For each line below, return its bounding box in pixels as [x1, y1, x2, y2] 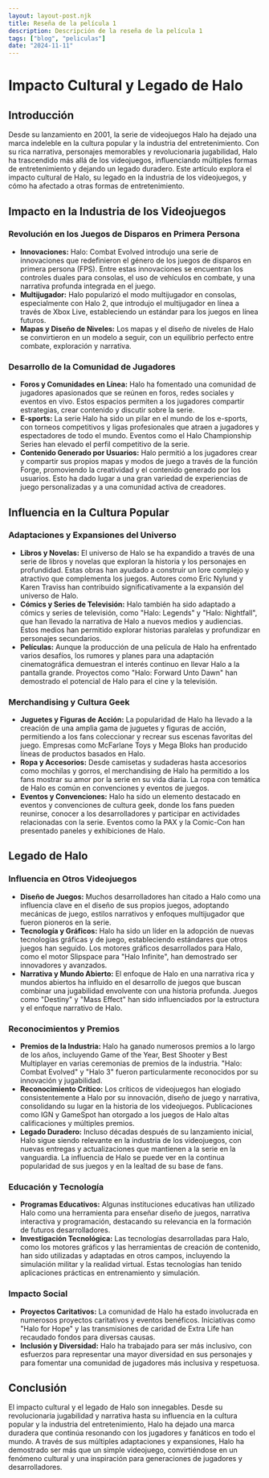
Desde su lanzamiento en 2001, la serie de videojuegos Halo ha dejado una [8, 130, 257, 139]
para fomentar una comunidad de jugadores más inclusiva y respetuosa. [19, 1358, 260, 1368]
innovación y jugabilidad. [19, 1076, 103, 1086]
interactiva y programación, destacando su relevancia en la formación [19, 1217, 251, 1227]
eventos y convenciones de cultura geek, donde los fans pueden [19, 801, 235, 810]
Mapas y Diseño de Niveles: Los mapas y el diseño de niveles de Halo [19, 324, 255, 333]
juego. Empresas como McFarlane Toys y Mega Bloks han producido [19, 740, 247, 750]
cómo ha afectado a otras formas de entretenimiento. [8, 181, 185, 191]
